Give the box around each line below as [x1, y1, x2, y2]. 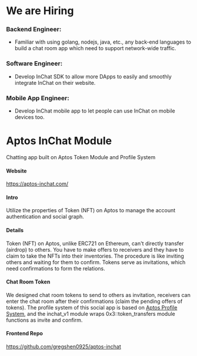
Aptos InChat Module [6, 134, 112, 148]
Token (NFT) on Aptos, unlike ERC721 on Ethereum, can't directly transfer [6, 240, 184, 247]
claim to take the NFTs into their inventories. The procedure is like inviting [6, 252, 184, 259]
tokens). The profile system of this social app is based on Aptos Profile [6, 304, 178, 311]
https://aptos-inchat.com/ [6, 180, 69, 187]
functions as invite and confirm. [6, 317, 83, 324]
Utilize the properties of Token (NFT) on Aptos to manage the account [6, 207, 176, 214]
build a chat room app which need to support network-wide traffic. [14, 45, 176, 52]
